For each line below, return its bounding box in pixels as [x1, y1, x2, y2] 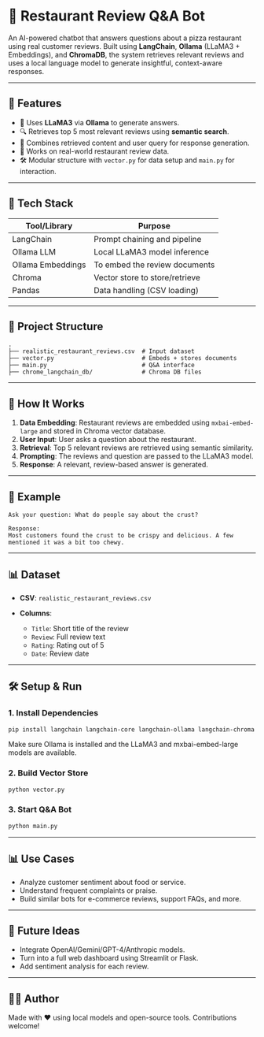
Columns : [19, 608, 53, 618]
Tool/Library [25, 220, 73, 231]
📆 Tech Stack [8, 197, 74, 210]
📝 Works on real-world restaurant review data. [19, 146, 170, 156]
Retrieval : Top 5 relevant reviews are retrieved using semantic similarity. [19, 443, 254, 452]
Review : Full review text [31, 632, 106, 641]
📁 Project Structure [8, 319, 104, 333]
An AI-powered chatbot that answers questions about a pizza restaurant [8, 33, 242, 43]
